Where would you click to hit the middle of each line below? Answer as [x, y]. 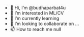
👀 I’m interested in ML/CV [37, 13]
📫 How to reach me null [35, 29]
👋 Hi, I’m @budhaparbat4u [38, 8]
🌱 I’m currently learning [35, 18]
